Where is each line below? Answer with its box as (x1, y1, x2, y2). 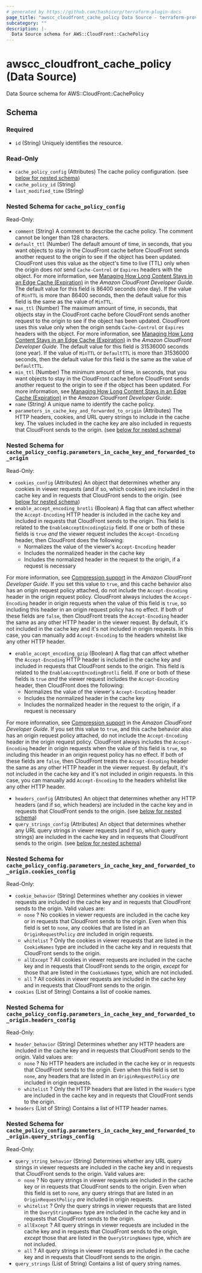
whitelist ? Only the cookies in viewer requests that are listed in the (23, 937, 194, 944)
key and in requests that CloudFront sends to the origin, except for (23, 962, 189, 970)
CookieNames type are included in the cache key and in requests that (23, 943, 192, 950)
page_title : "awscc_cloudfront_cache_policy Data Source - (6, 14, 158, 21)
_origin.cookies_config (6, 868, 76, 875)
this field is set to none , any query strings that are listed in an (23, 1189, 174, 1196)
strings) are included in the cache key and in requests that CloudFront (14, 833, 188, 840)
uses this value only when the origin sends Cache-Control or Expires (14, 324, 185, 331)
